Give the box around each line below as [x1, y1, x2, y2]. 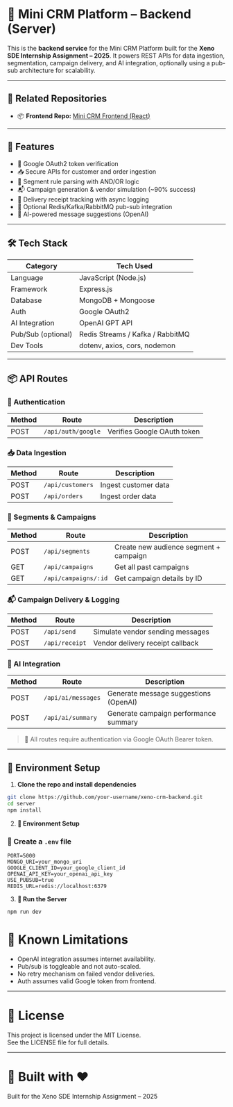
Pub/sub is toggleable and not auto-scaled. [17, 962, 141, 970]
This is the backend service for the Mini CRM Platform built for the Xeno [7, 44, 215, 52]
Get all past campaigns [114, 562, 189, 572]
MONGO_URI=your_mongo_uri [7, 858, 82, 865]
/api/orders [44, 493, 83, 500]
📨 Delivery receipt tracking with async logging [17, 195, 149, 204]
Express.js [78, 284, 113, 294]
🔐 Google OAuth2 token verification [17, 159, 119, 167]
